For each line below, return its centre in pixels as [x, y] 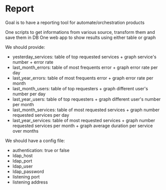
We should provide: [25, 47]
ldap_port [22, 161]
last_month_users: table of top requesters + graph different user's [80, 88]
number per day [29, 94]
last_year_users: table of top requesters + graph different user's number [86, 99]
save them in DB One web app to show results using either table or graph [80, 37]
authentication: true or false [41, 150]
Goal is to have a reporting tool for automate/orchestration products [75, 22]
